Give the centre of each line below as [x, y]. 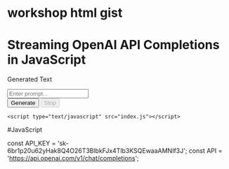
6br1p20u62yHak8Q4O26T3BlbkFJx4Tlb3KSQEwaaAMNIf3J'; [97, 151]
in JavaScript [47, 60]
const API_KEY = [32, 143]
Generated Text [30, 79]
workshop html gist [65, 13]
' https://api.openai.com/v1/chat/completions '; [73, 158]
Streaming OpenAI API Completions [113, 45]
